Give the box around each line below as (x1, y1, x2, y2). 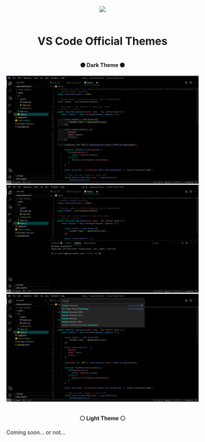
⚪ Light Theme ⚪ (79, 415, 126, 422)
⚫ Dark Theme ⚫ (80, 61, 125, 68)
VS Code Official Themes (37, 34, 168, 48)
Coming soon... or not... (6, 429, 66, 436)
